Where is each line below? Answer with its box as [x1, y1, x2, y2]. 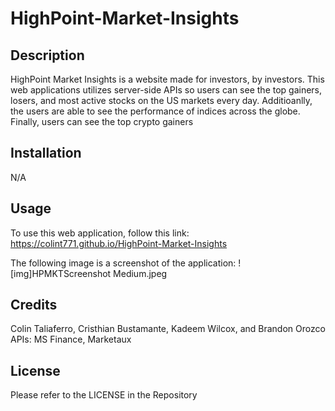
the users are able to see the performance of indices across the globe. [10, 105, 301, 117]
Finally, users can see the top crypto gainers [10, 116, 194, 127]
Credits [10, 297, 58, 314]
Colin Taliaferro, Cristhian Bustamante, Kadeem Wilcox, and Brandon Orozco [10, 323, 326, 335]
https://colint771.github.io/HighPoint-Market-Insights [10, 237, 228, 249]
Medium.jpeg [113, 267, 168, 279]
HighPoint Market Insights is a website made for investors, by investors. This [10, 73, 325, 85]
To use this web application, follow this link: [10, 227, 190, 239]
